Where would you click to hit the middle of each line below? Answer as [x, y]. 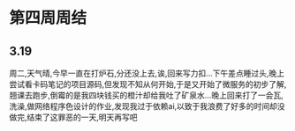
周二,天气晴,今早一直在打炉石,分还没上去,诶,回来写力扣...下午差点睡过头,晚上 [147, 73]
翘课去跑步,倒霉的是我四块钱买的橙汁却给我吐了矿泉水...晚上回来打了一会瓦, [147, 95]
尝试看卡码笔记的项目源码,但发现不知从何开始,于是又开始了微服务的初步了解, [148, 84]
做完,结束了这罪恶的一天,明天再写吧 [74, 117]
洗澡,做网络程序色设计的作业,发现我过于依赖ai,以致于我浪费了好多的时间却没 [147, 106]
